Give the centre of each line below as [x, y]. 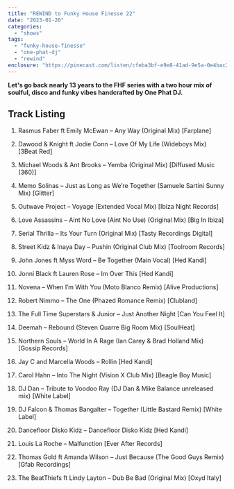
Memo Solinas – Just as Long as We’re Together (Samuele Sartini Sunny [121, 186]
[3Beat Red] [35, 152]
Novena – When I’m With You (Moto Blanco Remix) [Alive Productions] [118, 287]
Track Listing [36, 114]
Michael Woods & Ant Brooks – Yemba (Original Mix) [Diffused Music [116, 165]
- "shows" [28, 33]
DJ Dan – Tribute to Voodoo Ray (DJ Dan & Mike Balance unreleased [116, 388]
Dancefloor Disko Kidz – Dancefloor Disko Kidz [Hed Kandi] [103, 430]
